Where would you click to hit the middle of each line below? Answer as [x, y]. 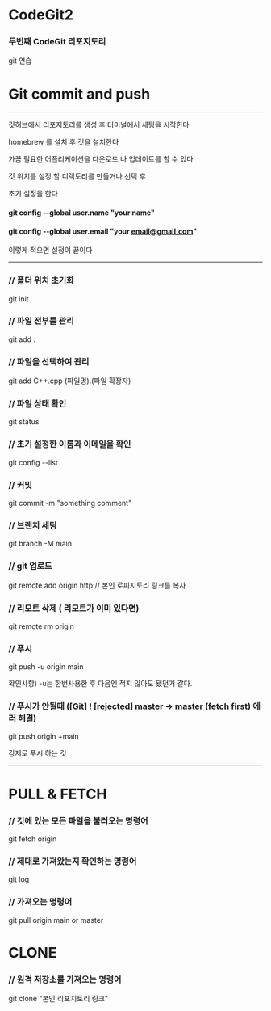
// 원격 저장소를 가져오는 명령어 [65, 979]
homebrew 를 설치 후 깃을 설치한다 [64, 142]
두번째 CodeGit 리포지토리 [57, 42]
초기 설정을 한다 [33, 194]
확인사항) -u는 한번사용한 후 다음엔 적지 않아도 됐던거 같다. [100, 684]
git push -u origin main [46, 667]
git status [24, 422]
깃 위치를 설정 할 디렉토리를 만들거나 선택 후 [77, 176]
